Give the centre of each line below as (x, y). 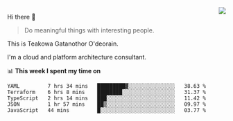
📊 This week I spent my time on (54, 71)
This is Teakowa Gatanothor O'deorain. (63, 44)
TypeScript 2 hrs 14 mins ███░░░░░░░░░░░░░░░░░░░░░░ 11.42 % (107, 98)
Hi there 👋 (21, 17)
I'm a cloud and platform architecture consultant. (77, 57)
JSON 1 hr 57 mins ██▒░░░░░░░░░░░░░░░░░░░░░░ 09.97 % (107, 104)
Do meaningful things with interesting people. (89, 30)
